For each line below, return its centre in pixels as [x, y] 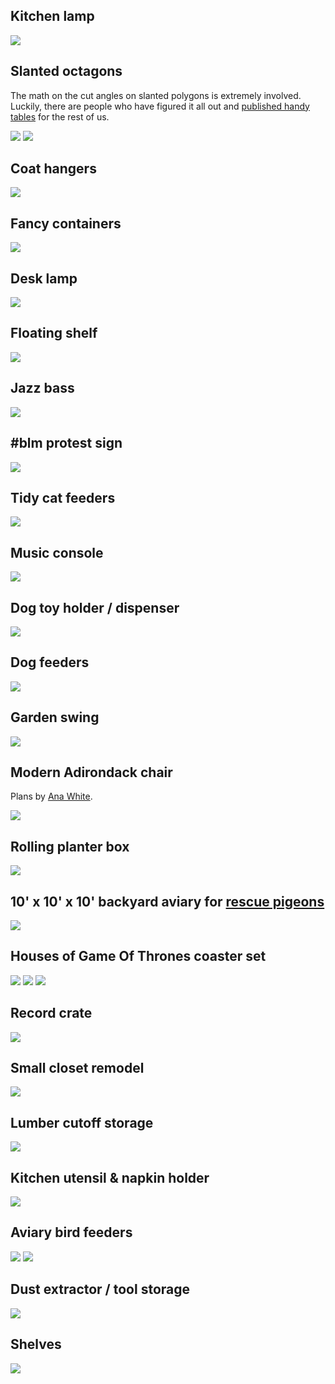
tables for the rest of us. [60, 116]
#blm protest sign [66, 443]
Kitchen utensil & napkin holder [110, 1177]
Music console [57, 552]
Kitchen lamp [52, 16]
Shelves [36, 1344]
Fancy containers [66, 223]
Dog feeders [50, 662]
